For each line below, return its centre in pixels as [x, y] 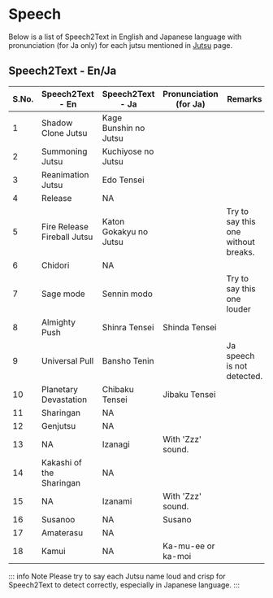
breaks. [240, 251]
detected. [245, 376]
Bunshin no [123, 128]
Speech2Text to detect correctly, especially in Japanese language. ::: [124, 585]
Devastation [65, 399]
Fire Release [65, 226]
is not [237, 365]
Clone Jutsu [65, 133]
